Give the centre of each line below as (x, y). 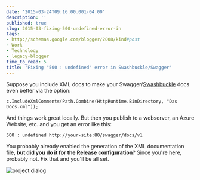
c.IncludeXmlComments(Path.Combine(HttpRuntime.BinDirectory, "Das (92, 102)
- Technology (22, 51)
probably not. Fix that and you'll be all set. (58, 159)
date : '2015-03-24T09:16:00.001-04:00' (56, 12)
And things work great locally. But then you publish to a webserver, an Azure (100, 118)
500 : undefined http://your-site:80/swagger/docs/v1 (75, 135)
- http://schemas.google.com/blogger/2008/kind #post (73, 39)
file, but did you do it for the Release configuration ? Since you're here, (94, 152)
